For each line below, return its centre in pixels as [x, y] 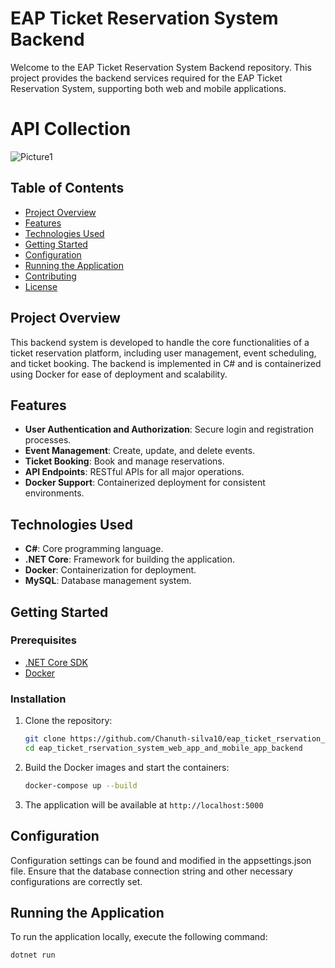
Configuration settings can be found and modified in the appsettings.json [161, 860]
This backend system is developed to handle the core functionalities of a [160, 342]
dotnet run [33, 955]
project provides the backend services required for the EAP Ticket [146, 78]
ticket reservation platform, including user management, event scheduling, [163, 353]
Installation [38, 699]
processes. [48, 440]
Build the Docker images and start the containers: [127, 767]
